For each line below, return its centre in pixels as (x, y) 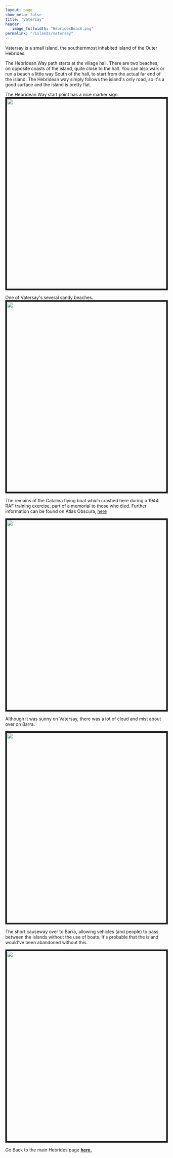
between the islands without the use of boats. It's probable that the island (82, 937)
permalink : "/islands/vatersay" (39, 33)
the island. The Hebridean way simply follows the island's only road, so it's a (85, 79)
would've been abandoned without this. (47, 942)
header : (13, 24)
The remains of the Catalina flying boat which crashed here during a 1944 (82, 500)
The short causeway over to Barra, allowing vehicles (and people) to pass (82, 931)
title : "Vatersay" (25, 19)
